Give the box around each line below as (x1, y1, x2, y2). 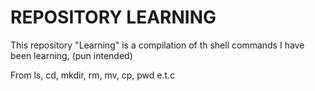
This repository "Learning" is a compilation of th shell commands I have (10, 39, 305, 51)
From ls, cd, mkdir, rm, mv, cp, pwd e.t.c (10, 69, 176, 81)
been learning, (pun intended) (10, 49, 133, 61)
